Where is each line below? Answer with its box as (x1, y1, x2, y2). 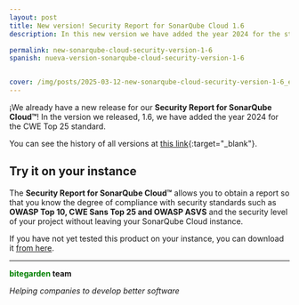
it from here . (9, 242, 55, 253)
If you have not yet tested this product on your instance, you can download (9, 233, 285, 244)
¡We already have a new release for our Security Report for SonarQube (9, 102, 272, 112)
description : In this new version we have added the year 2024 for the (9, 29, 280, 38)
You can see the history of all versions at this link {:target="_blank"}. (9, 139, 258, 148)
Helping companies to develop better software (9, 285, 180, 296)
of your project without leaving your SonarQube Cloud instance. (9, 215, 244, 227)
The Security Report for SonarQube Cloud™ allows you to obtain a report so (9, 188, 290, 198)
